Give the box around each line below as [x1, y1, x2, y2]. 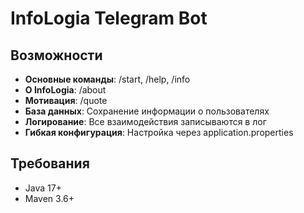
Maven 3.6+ [24, 192, 75, 204]
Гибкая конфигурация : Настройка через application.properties [24, 127, 294, 138]
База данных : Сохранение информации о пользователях [24, 105, 270, 117]
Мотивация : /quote [24, 95, 108, 106]
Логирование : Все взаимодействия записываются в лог [24, 116, 267, 127]
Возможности [10, 47, 103, 64]
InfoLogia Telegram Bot [10, 7, 208, 30]
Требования [10, 155, 90, 172]
